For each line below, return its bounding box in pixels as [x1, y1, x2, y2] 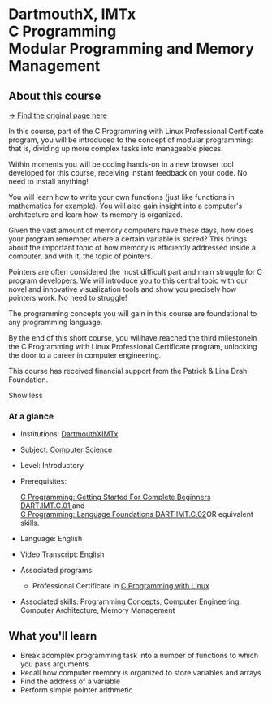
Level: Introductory [19, 461, 84, 471]
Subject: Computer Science [19, 445, 113, 455]
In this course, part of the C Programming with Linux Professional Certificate [8, 127, 264, 136]
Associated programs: [19, 566, 95, 575]
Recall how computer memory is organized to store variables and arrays [19, 668, 261, 678]
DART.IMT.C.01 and [19, 501, 85, 510]
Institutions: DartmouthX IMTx [19, 429, 119, 439]
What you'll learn [8, 629, 97, 643]
